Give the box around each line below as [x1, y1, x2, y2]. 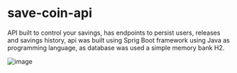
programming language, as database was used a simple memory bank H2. [7, 43, 225, 52]
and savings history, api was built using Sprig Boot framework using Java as [7, 35, 231, 44]
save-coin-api [7, 5, 92, 21]
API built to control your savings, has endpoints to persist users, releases [7, 28, 221, 37]
